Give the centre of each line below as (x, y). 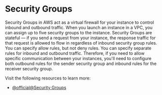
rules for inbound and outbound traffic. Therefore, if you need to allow (75, 53)
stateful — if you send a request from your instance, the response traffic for (81, 38)
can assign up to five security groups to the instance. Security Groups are (79, 32)
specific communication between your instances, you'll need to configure (78, 58)
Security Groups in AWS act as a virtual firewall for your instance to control (80, 22)
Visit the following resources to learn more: (48, 78)
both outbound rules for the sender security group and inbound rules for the (81, 63)
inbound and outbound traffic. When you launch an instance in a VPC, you (79, 27)
